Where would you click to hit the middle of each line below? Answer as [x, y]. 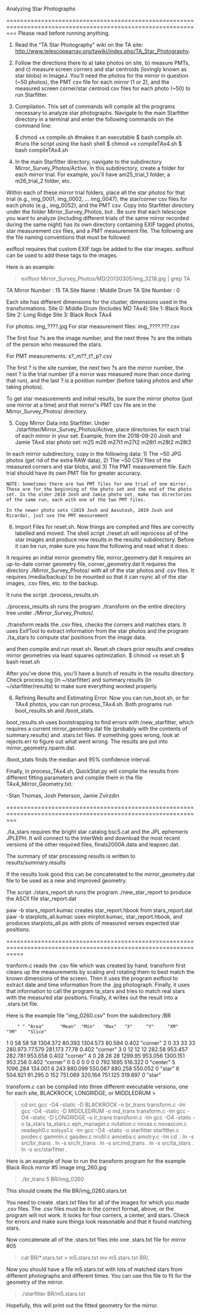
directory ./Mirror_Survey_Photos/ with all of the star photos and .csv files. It [100, 570]
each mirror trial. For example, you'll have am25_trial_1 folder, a [92, 174]
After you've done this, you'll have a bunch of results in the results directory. [100, 673]
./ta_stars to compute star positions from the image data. [76, 637]
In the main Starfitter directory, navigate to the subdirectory [88, 162]
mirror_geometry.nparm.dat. [41, 748]
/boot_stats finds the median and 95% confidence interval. [79, 759]
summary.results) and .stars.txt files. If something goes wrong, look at [93, 735]
